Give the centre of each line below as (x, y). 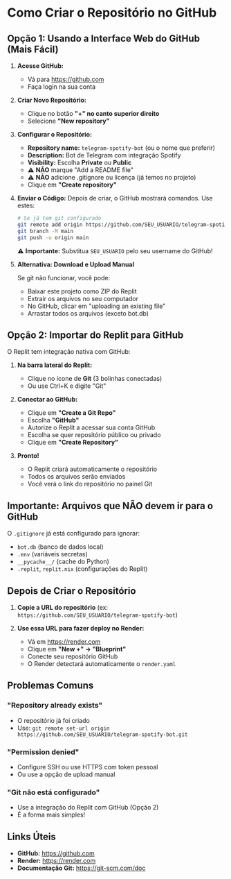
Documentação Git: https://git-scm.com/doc (81, 868)
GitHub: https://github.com (56, 853)
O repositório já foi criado (53, 720)
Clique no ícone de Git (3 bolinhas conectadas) (95, 379)
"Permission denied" (43, 752)
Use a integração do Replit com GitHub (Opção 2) (88, 808)
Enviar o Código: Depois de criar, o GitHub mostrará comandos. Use (115, 198)
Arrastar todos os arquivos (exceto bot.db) (88, 313)
